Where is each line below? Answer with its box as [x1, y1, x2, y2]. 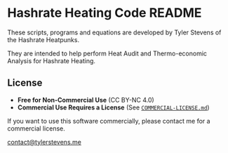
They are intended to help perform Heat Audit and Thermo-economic [7, 49, 208, 58]
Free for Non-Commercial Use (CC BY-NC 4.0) [17, 95, 154, 104]
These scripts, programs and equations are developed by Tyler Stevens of [7, 28, 222, 36]
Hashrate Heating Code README [7, 5, 202, 21]
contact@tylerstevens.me [7, 138, 82, 146]
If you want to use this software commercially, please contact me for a [7, 117, 210, 125]
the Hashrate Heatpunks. [7, 35, 79, 44]
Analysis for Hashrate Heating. [7, 56, 96, 65]
